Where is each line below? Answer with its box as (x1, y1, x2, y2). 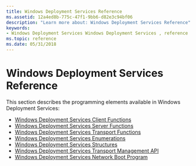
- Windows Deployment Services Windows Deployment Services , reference (6, 31, 188, 36)
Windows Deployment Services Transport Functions (14, 128, 141, 135)
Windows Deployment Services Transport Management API (14, 147, 159, 154)
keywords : (6, 25, 31, 31)
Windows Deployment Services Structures (14, 141, 118, 148)
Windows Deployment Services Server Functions (14, 122, 134, 129)
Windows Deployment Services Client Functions (14, 116, 131, 123)
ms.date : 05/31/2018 (6, 42, 57, 48)
